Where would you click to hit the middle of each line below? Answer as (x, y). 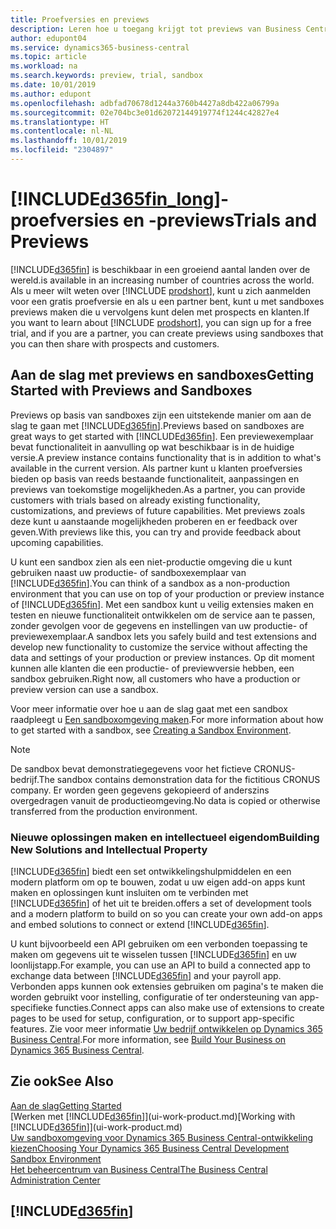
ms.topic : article (48, 57)
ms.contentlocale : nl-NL (62, 131)
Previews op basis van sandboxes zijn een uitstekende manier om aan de (161, 415)
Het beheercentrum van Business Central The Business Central (139, 1169)
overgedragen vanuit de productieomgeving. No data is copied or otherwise (165, 800)
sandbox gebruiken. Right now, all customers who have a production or (155, 678)
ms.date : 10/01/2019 (53, 85)
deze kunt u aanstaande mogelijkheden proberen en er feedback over (154, 521)
